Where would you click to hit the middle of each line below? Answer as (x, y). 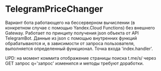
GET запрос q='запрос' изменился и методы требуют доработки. (75, 63)
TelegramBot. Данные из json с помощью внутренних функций (71, 38)
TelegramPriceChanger (54, 9)
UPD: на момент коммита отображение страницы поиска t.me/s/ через (80, 58)
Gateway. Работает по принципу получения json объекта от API (72, 33)
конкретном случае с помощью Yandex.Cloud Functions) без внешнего (80, 27)
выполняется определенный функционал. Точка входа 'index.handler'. (79, 48)
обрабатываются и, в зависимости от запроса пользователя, (70, 43)
